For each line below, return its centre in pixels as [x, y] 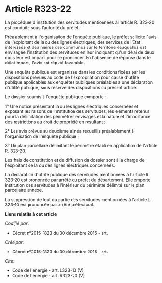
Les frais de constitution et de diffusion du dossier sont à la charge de [75, 160]
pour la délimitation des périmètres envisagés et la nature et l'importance [78, 116]
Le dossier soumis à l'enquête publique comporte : [56, 97]
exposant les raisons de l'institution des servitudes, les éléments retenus [77, 111]
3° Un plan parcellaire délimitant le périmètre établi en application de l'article [81, 145]
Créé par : [15, 242]
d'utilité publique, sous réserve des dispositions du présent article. [71, 87]
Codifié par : [17, 223]
